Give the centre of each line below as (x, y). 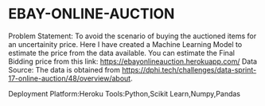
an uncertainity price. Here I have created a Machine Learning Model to (125, 44)
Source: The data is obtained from (64, 69)
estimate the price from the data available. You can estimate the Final (121, 53)
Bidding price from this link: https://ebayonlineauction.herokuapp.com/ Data (132, 61)
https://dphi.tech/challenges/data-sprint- (189, 69)
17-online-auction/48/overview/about (70, 78)
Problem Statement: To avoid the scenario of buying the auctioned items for (132, 36)
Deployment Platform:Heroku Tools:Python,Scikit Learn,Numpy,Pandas (125, 93)
